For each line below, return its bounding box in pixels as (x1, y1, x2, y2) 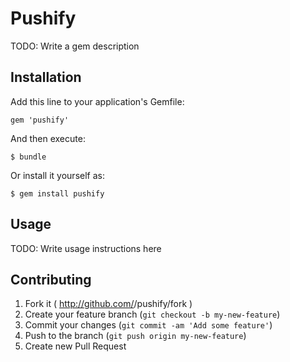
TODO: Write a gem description (10, 40, 140, 52)
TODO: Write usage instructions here (10, 242, 162, 254)
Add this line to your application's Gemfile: (10, 95, 185, 107)
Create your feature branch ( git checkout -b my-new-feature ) (24, 308, 281, 321)
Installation (10, 69, 82, 86)
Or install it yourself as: (10, 169, 105, 181)
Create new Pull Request (24, 340, 127, 352)
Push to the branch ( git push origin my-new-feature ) (24, 330, 247, 342)
